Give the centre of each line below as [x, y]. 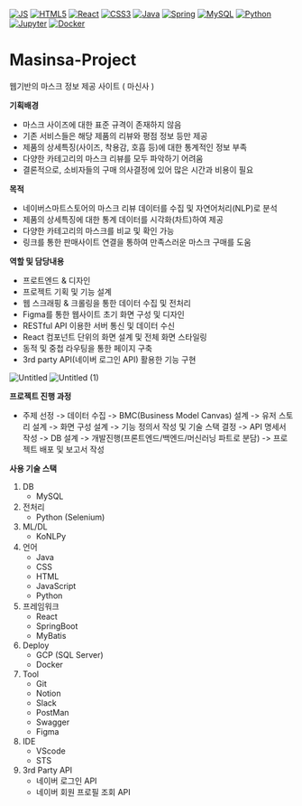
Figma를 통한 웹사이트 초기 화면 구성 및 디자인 [103, 314]
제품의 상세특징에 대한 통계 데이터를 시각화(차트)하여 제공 [123, 219]
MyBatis [51, 635]
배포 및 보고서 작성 [72, 449]
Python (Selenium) [70, 517]
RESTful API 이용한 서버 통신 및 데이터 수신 [99, 325]
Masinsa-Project [73, 60]
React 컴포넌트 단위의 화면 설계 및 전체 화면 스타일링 [114, 337]
